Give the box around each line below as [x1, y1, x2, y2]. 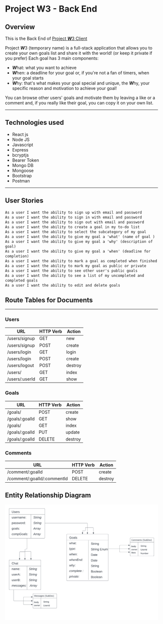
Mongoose [12, 168, 34, 173]
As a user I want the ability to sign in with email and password [5, 215, 142, 219]
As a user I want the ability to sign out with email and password [5, 219, 145, 224]
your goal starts [12, 75, 44, 81]
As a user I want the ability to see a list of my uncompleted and [5, 273, 145, 278]
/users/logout [7, 363, 34, 369]
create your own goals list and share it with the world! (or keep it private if [5, 50, 153, 56]
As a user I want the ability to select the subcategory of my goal [5, 229, 147, 234]
